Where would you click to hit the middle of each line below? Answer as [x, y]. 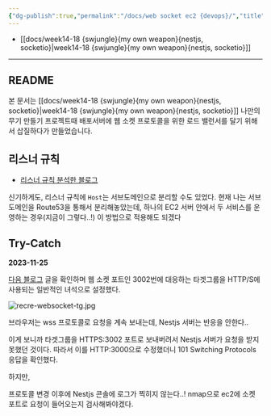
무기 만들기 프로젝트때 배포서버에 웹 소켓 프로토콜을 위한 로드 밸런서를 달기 [126, 121]
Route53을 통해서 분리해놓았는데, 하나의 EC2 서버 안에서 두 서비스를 [144, 208]
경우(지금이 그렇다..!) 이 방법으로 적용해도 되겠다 [105, 217]
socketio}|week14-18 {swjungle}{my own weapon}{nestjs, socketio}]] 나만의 [134, 111]
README [31, 80]
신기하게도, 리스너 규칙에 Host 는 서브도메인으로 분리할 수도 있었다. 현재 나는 [127, 197]
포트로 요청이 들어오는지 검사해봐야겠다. [71, 404]
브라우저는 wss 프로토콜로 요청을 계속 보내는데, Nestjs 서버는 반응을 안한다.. [129, 322]
